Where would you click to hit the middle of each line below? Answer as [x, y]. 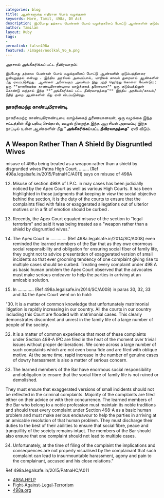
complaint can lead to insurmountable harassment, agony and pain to [82, 456]
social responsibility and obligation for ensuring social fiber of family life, [85, 249]
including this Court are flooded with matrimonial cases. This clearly [74, 314]
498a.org [22, 490]
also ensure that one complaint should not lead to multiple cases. [71, 436]
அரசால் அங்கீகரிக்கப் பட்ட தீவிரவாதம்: [42, 64]
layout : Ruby [19, 32]
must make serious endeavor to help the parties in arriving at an [77, 275]
